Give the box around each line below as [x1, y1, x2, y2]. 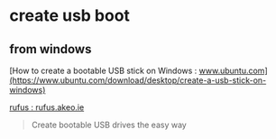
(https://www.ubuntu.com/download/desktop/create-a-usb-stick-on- [9, 75, 267, 86]
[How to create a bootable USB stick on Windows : [9, 65, 198, 76]
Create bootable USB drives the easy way [31, 119, 187, 130]
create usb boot [9, 5, 131, 26]
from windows [9, 42, 92, 57]
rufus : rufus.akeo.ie [9, 102, 85, 113]
